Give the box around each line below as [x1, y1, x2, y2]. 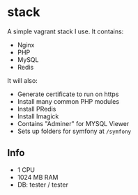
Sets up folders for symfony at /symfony [17, 127, 131, 135]
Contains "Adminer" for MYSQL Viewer [17, 119, 130, 127]
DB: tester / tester [17, 180, 68, 189]
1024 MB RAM [17, 173, 59, 181]
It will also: [7, 76, 38, 84]
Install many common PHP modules [17, 97, 120, 105]
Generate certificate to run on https [17, 90, 119, 98]
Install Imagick [17, 112, 59, 120]
